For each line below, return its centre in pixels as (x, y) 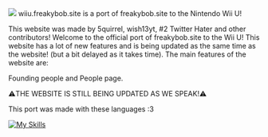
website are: (29, 63)
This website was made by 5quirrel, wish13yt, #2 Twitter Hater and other (127, 29)
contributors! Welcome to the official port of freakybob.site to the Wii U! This (134, 37)
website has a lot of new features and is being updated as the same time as (132, 46)
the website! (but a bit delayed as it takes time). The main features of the (127, 54)
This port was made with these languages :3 (81, 109)
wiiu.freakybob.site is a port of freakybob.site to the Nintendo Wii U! (130, 14)
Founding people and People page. (66, 78)
